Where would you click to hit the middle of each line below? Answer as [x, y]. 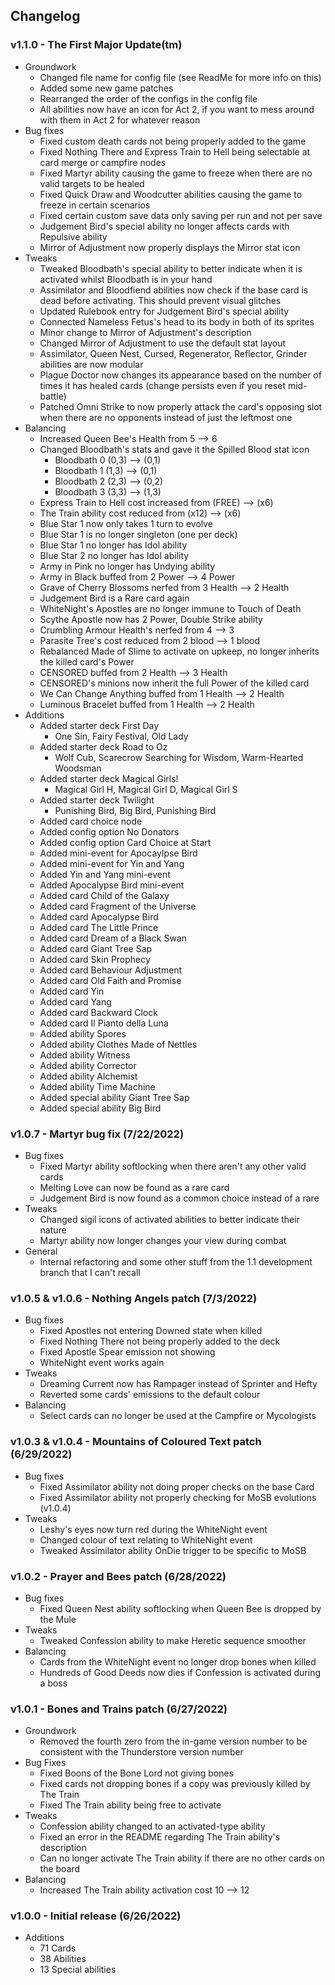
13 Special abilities [78, 1970]
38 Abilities [63, 1959]
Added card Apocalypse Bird [99, 916]
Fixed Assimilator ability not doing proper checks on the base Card [177, 1486]
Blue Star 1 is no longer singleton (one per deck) [138, 534]
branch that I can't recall [90, 1272]
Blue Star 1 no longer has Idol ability [113, 545]
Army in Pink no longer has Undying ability [127, 566]
